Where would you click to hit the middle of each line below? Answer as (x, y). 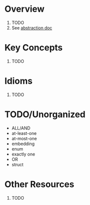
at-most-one (24, 138)
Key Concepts (34, 48)
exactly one (23, 154)
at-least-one (24, 133)
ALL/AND (21, 128)
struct (18, 164)
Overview (25, 9)
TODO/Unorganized (45, 114)
